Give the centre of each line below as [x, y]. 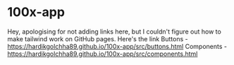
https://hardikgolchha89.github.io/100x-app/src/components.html [103, 54]
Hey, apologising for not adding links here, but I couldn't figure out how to [115, 31]
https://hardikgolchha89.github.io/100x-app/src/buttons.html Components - [117, 46]
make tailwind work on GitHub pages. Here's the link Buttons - [98, 38]
